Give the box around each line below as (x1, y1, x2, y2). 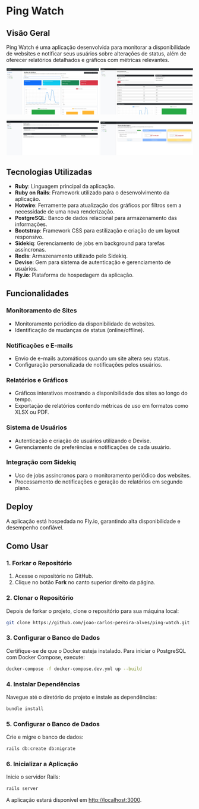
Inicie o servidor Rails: (6, 773, 61, 780)
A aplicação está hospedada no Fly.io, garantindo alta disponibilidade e (6, 517, 181, 525)
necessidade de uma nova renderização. (14, 207, 115, 215)
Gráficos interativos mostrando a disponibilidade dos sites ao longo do (14, 389, 188, 397)
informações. (14, 221, 48, 228)
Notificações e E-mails (6, 341, 73, 349)
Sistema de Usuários (6, 423, 67, 432)
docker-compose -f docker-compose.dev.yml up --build (6, 666, 143, 672)
